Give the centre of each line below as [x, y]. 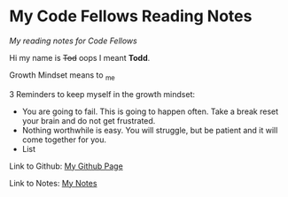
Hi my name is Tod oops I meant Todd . [80, 57]
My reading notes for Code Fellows [73, 41]
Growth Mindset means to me [62, 76]
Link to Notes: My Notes [53, 183]
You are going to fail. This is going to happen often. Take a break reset [150, 111]
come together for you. [64, 140]
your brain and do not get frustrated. [89, 120]
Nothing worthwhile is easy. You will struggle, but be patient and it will [150, 130]
